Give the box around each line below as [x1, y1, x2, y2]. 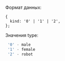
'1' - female [7, 47, 36, 52]
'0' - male [7, 42, 31, 47]
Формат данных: [5, 5, 42, 10]
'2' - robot [7, 51, 33, 57]
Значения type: [5, 32, 38, 38]
